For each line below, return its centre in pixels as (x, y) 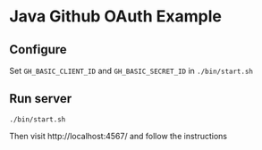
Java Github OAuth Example (115, 17)
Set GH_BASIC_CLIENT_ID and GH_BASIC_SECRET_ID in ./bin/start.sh (131, 71)
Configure (38, 50)
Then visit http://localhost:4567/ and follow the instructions (118, 136)
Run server (41, 99)
